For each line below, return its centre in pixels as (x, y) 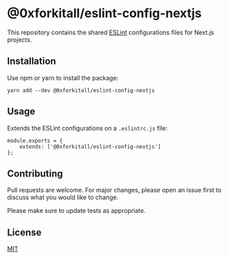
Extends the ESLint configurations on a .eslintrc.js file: (88, 128)
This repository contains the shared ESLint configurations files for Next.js (111, 32)
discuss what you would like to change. (63, 197)
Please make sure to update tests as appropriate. (77, 211)
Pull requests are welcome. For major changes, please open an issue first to (114, 190)
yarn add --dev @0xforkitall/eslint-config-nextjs (81, 90)
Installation (32, 61)
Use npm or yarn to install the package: (63, 78)
